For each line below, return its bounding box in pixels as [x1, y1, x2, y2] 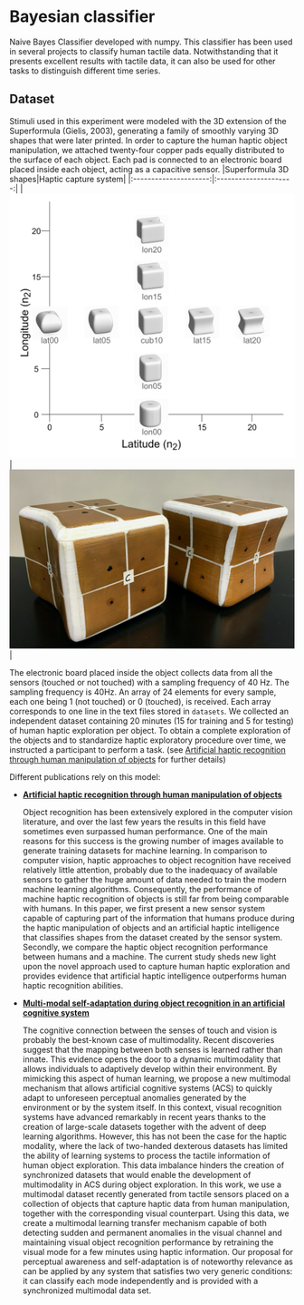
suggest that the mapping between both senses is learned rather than [22, 1044, 283, 1055]
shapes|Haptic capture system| [9, 173, 127, 184]
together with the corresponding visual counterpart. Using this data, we [22, 1208, 290, 1219]
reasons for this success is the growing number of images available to [22, 835, 284, 846]
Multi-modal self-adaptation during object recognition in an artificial [22, 998, 286, 1008]
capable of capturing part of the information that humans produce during [22, 912, 296, 923]
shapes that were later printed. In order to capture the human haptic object [9, 134, 288, 146]
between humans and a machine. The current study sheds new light [22, 950, 277, 962]
